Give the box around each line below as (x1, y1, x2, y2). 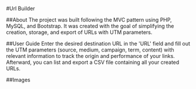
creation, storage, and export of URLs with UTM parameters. (6, 29, 153, 36)
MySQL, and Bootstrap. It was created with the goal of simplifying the (6, 23, 174, 29)
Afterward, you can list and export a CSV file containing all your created (6, 59, 180, 66)
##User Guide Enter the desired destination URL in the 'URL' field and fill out (6, 40, 191, 47)
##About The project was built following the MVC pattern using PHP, (6, 16, 172, 23)
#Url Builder (6, 5, 35, 12)
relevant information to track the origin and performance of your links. (6, 53, 175, 59)
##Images (6, 76, 31, 83)
